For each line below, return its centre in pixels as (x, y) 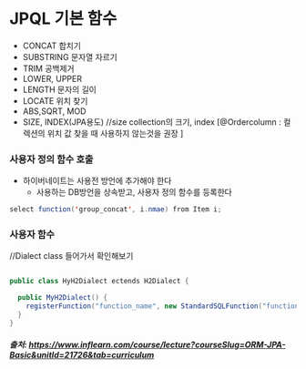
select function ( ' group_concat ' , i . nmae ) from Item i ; (116, 210)
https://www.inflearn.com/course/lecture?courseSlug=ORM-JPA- (157, 345)
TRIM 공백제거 (48, 68)
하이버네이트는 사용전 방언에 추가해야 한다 (97, 181)
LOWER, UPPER (52, 78)
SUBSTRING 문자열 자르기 (70, 56)
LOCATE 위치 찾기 (55, 100)
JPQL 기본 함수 (63, 19)
